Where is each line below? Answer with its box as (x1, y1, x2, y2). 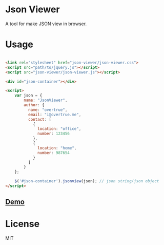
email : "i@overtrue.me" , (28, 112, 81, 117)
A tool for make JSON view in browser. (5, 21, 87, 27)
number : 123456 (37, 131, 70, 137)
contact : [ (28, 117, 52, 122)
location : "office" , (37, 126, 81, 131)
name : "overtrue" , (28, 107, 68, 112)
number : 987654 (37, 150, 70, 155)
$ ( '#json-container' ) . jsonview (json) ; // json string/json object (14, 179, 159, 184)
